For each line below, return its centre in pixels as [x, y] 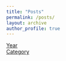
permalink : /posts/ [31, 17]
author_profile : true [33, 28]
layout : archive [26, 23]
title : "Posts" [25, 12]
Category [18, 52]
